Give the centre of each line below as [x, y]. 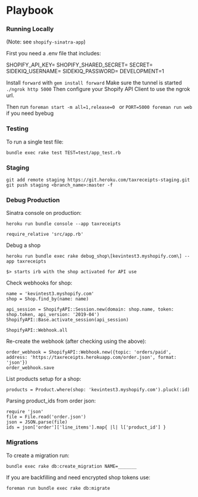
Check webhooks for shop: [39, 283]
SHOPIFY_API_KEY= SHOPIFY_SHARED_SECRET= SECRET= [80, 65]
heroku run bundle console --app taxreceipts [63, 224]
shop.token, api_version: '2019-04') [53, 315]
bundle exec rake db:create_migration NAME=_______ [71, 466]
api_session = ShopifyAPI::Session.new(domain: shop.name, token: [90, 310]
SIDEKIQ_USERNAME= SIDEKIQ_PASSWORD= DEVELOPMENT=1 [85, 71]
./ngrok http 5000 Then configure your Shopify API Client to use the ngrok [98, 89]
